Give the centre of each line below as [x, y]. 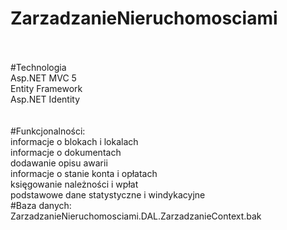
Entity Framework [46, 88]
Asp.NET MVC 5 [43, 78]
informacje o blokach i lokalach [74, 141]
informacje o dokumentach [66, 152]
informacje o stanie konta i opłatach [84, 173]
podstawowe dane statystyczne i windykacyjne [108, 194]
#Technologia [38, 67]
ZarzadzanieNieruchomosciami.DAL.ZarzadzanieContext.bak [136, 216]
